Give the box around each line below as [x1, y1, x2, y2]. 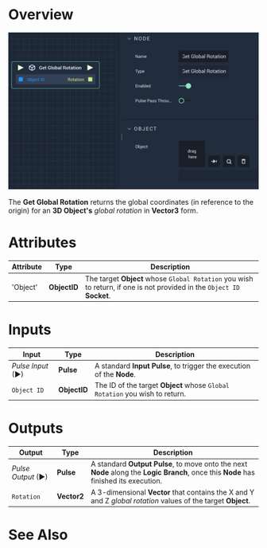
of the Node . [95, 369, 137, 379]
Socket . [84, 291, 111, 300]
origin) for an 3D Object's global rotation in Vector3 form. [8, 205, 199, 215]
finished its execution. [91, 476, 163, 486]
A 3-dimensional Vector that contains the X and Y [91, 487, 255, 497]
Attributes [8, 233, 77, 252]
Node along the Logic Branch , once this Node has [91, 468, 256, 477]
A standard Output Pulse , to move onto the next [91, 460, 248, 469]
